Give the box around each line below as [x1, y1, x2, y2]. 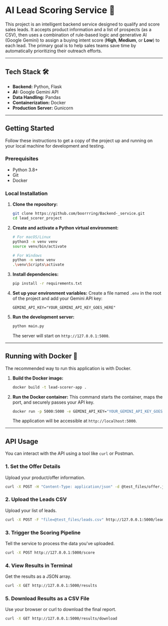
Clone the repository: [12, 201, 58, 207]
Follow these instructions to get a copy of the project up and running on [5, 138, 153, 144]
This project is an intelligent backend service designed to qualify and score [5, 21, 160, 27]
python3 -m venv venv [12, 239, 58, 244]
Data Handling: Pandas [12, 94, 61, 100]
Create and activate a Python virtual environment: [12, 224, 119, 230]
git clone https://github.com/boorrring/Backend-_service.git [12, 211, 145, 216]
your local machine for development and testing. [5, 143, 105, 149]
